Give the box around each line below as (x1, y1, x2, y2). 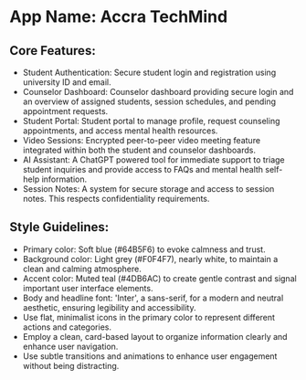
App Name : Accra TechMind (9, 6, 228, 27)
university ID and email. (22, 77, 111, 88)
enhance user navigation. (22, 341, 119, 352)
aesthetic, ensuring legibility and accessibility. (22, 301, 196, 312)
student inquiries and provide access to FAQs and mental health (22, 164, 263, 174)
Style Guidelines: (9, 219, 110, 235)
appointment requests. (22, 106, 109, 116)
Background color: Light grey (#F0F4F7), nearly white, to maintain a (22, 253, 279, 264)
